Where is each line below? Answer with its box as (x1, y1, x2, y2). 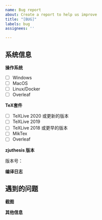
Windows (12, 74, 32, 80)
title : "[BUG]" (5, 17, 37, 22)
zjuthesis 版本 (5, 147, 35, 153)
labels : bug (5, 21, 30, 27)
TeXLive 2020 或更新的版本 (12, 113, 69, 119)
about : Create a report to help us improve (5, 12, 97, 17)
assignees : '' (5, 26, 35, 31)
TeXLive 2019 (12, 119, 40, 125)
